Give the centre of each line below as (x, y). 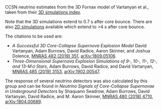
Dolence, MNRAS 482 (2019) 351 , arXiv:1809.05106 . (64, 56)
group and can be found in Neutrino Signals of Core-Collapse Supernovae (80, 86)
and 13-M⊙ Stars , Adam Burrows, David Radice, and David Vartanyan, (83, 66)
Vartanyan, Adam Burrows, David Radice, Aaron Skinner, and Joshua (81, 51)
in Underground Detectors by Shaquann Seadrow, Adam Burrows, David (77, 91)
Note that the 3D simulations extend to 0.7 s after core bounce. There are (79, 22)
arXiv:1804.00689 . (24, 101)
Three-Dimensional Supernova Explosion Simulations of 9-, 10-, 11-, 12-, (85, 61)
